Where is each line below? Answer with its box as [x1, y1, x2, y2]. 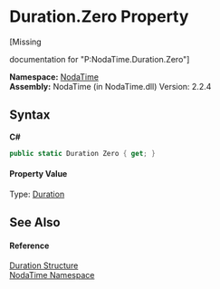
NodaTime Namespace [9, 270, 95, 281]
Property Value [9, 169, 68, 179]
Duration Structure [9, 260, 79, 271]
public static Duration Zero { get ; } [9, 149, 156, 158]
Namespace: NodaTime [9, 71, 100, 82]
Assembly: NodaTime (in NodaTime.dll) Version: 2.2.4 [9, 81, 212, 92]
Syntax [9, 107, 51, 123]
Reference [9, 240, 50, 251]
